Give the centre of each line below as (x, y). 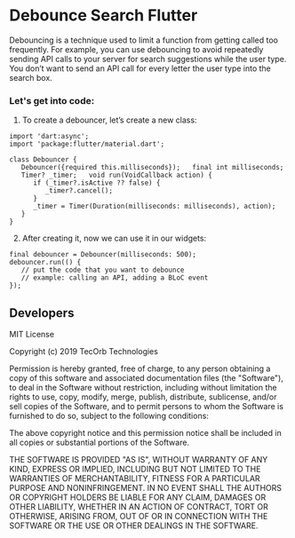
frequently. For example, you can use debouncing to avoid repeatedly (136, 49)
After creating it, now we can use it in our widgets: (114, 238)
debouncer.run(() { (45, 263)
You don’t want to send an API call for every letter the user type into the (140, 68)
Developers (42, 313)
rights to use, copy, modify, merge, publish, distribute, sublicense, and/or (143, 397)
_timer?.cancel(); (79, 191)
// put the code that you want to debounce (103, 270)
